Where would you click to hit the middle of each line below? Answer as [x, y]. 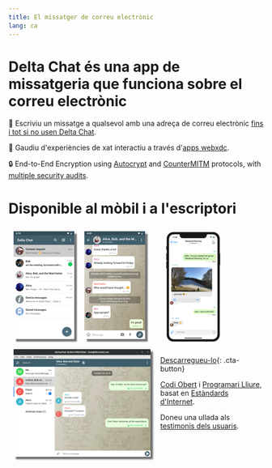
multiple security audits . [49, 176]
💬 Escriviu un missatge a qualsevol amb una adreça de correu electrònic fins [136, 123]
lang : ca [23, 26]
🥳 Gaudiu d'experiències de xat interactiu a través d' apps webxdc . [119, 148]
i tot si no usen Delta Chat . [53, 132]
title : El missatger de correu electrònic [81, 17]
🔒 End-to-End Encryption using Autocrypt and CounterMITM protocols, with [135, 164]
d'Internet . [178, 402]
